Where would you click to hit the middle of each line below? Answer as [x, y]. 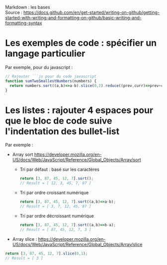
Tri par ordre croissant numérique [54, 193]
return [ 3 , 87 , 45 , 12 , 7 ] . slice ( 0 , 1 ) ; [46, 253]
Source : [14, 12]
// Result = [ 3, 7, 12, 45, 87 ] [55, 206]
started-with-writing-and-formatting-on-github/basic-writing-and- [73, 18]
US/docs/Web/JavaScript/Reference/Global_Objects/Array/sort [77, 160]
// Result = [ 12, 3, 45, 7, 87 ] [55, 183]
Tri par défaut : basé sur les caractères [59, 169]
